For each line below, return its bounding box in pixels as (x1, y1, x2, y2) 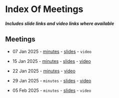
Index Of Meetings (5, 4, 83, 15)
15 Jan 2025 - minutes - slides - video (12, 58, 91, 64)
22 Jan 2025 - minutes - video (12, 68, 76, 74)
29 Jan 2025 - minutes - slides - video (12, 77, 91, 83)
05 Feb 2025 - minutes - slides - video (12, 87, 91, 93)
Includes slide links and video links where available (5, 20, 114, 26)
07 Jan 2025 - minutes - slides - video (12, 48, 91, 54)
